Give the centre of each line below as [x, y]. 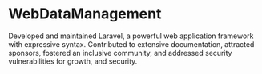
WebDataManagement [85, 14]
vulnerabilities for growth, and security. [73, 61]
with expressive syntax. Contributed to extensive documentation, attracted [131, 44]
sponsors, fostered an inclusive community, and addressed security [120, 53]
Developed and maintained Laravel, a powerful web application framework [131, 36]
